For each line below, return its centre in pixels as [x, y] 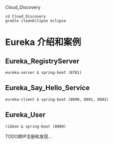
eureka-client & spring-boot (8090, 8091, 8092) [57, 99]
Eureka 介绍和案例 [43, 42]
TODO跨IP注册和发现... [29, 136]
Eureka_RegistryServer [42, 61]
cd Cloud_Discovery [26, 17]
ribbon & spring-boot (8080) [36, 126]
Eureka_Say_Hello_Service [47, 88]
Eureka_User [26, 115]
